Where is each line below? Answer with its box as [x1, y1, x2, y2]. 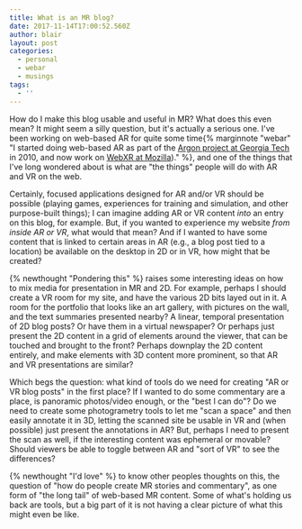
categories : [9, 47, 54, 56]
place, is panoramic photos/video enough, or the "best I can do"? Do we [9, 396, 277, 406]
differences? [9, 452, 56, 464]
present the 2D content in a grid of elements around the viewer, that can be [9, 330, 289, 341]
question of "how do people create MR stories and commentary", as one [9, 479, 277, 491]
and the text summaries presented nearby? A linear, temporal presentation [9, 311, 285, 322]
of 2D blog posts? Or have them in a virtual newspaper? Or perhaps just [9, 321, 275, 332]
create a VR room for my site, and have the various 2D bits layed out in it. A [9, 292, 288, 303]
